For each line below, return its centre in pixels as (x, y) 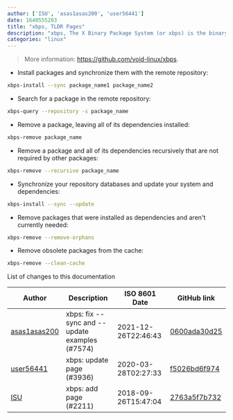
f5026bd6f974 (195, 369)
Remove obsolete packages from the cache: (80, 251)
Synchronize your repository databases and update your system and (115, 184)
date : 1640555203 (32, 20)
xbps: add (82, 389)
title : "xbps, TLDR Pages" (46, 26)
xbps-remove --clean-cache (46, 263)
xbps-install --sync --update (51, 204)
